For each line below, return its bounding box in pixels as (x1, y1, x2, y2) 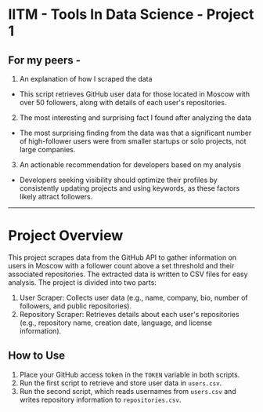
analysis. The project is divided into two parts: (8, 277, 157, 287)
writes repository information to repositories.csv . (19, 395, 182, 404)
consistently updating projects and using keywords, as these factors (19, 184, 240, 193)
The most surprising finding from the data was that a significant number (19, 128, 252, 137)
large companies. (19, 145, 76, 154)
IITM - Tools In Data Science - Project (8, 5, 254, 24)
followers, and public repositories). (19, 301, 131, 311)
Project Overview (8, 227, 124, 245)
